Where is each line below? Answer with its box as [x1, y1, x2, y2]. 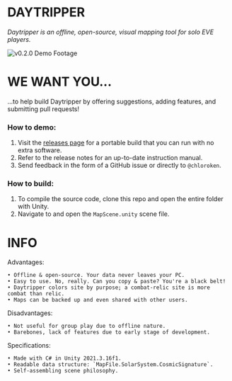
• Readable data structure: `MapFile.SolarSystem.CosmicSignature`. [7, 361, 214, 368]
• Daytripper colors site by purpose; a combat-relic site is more [7, 284, 211, 291]
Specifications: [7, 341, 51, 350]
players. [7, 35, 31, 43]
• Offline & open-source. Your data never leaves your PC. [7, 272, 185, 279]
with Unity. [17, 203, 50, 211]
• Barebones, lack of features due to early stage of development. [7, 329, 211, 336]
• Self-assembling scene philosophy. [7, 368, 119, 375]
